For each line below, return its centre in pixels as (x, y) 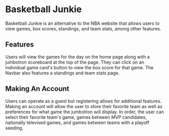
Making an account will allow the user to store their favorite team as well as (84, 106)
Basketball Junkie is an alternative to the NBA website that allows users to (82, 23)
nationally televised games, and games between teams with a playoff (77, 122)
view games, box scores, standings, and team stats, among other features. (83, 28)
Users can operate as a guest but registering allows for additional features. (83, 101)
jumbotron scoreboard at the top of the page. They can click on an (75, 62)
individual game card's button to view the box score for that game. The (79, 67)
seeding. (14, 128)
